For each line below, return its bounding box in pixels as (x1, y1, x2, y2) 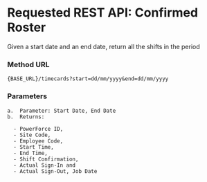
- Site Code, (13, 131, 51, 138)
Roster (7, 19, 46, 35)
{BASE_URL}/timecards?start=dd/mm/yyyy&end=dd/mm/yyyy (7, 75, 169, 82)
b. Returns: (7, 113, 45, 120)
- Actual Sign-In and (13, 161, 76, 169)
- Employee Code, (13, 137, 64, 145)
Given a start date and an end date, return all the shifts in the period (7, 42, 201, 51)
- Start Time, (13, 143, 54, 150)
